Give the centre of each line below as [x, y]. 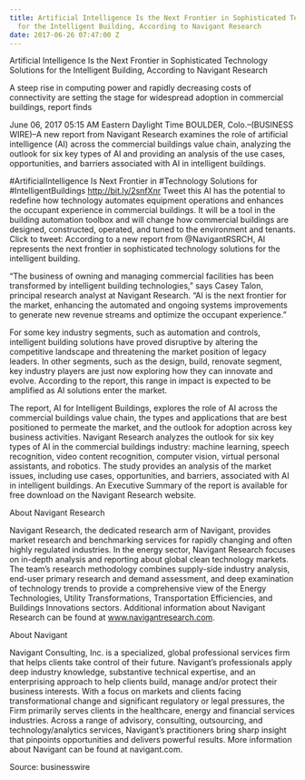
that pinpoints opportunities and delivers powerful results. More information [151, 740]
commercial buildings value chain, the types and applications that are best [148, 418]
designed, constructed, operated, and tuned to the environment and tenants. [152, 229]
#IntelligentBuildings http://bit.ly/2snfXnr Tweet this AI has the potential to [148, 191]
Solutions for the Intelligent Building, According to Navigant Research [138, 70]
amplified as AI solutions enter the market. [89, 390]
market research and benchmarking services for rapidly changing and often [151, 540]
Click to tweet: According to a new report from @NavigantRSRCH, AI [138, 239]
